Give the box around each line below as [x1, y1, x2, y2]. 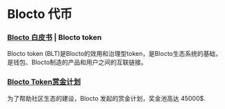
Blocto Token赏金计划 [7, 77, 81, 87]
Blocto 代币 [7, 6, 73, 22]
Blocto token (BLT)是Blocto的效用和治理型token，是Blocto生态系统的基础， [7, 50, 222, 58]
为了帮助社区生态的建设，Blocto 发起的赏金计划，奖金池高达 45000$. [7, 94, 206, 102]
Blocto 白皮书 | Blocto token [7, 32, 102, 42]
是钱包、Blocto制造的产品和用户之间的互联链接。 [7, 58, 147, 66]
